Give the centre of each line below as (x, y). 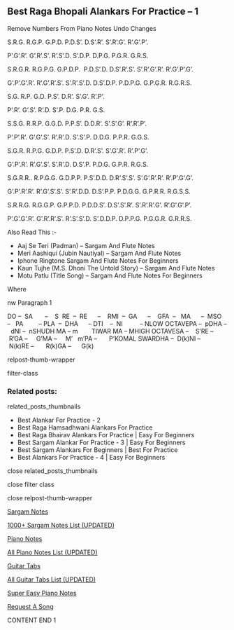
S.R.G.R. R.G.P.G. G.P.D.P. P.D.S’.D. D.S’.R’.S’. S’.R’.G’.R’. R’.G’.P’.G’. (100, 69)
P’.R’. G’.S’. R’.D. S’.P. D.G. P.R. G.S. (56, 110)
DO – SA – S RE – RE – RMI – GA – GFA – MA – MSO (115, 316)
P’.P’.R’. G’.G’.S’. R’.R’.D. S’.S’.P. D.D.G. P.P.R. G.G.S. (79, 137)
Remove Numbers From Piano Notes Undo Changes (82, 28)
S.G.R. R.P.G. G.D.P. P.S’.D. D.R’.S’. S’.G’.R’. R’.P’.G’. (78, 151)
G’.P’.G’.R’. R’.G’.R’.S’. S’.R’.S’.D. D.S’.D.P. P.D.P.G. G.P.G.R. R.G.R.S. (100, 83)
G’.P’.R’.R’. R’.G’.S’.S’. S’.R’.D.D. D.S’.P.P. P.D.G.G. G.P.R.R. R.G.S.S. (99, 191)
